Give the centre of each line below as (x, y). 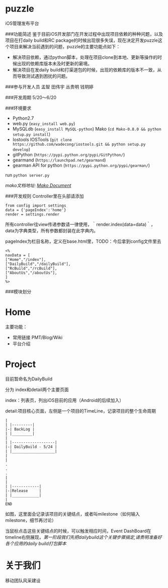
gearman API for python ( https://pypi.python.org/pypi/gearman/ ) (81, 165)
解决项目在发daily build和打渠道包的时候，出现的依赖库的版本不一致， (85, 70)
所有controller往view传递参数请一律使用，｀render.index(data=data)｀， (80, 224)
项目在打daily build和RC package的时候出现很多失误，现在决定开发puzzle (82, 40)
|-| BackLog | (20, 429)
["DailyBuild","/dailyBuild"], (38, 264)
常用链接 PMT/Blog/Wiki (37, 337)
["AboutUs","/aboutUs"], (31, 273)
